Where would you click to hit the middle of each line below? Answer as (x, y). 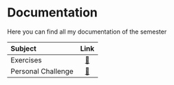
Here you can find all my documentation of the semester (87, 32)
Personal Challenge (42, 71)
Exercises (26, 60)
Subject (23, 48)
